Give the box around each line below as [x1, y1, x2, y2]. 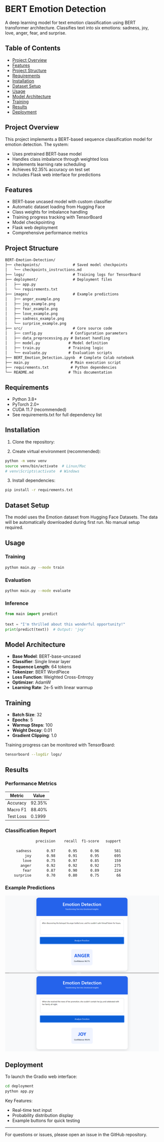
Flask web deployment [12, 225, 58, 231]
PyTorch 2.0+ [12, 402, 40, 407]
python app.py [5, 1089, 34, 1094]
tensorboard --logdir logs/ [5, 752, 62, 757]
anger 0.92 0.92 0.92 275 [20, 863, 121, 868]
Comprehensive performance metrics [12, 230, 88, 236]
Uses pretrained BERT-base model [12, 151, 82, 157]
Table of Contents [5, 44, 61, 52]
